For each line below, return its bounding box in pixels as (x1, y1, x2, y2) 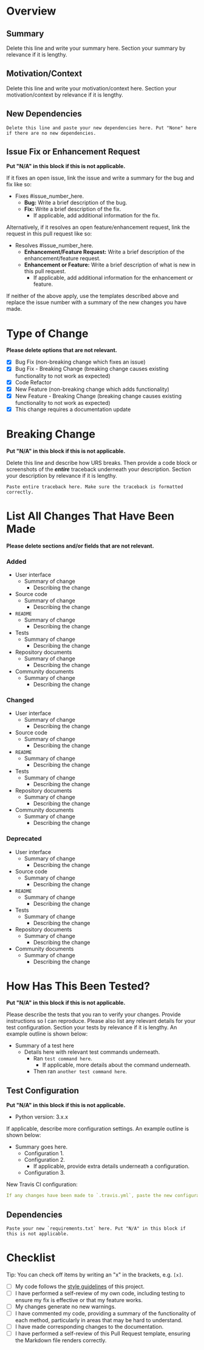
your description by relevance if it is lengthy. (6, 472, 117, 479)
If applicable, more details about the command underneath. (42, 1061, 191, 1069)
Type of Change (6, 327, 89, 341)
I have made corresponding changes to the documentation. (15, 1323, 164, 1331)
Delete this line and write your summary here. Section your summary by (6, 44, 186, 52)
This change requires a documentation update (15, 405, 131, 413)
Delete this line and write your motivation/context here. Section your (6, 84, 177, 92)
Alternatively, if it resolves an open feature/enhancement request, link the (6, 223, 190, 231)
